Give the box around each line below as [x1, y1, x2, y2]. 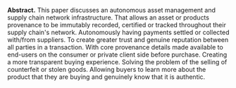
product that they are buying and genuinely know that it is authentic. [7, 73, 206, 81]
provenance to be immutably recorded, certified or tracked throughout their [7, 21, 227, 29]
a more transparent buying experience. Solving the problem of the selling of [7, 58, 228, 66]
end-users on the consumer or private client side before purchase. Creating [7, 50, 228, 59]
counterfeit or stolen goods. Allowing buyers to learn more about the [7, 66, 206, 73]
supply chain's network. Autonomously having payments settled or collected [7, 28, 230, 36]
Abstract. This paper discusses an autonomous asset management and [7, 6, 216, 14]
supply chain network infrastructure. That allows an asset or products [7, 13, 210, 22]
